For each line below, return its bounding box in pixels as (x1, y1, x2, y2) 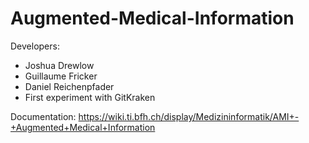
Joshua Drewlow (24, 59, 95, 71)
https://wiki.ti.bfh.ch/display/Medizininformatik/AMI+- (78, 110, 300, 122)
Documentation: (10, 110, 77, 122)
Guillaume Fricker (24, 70, 98, 82)
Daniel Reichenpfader (24, 80, 115, 92)
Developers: (10, 40, 60, 52)
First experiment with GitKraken (24, 91, 156, 103)
